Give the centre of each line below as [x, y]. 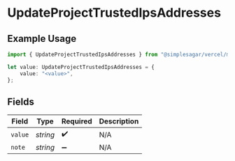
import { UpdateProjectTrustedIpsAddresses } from [83, 54]
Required [77, 121]
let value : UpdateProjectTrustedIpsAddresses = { [81, 67]
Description [119, 121]
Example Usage [42, 39]
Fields [21, 101]
